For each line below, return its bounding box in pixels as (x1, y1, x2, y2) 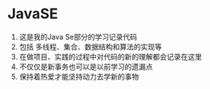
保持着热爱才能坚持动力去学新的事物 (18, 72, 139, 81)
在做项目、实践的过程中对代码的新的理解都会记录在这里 (18, 52, 202, 61)
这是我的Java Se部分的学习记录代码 (18, 32, 138, 41)
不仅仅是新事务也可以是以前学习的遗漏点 (18, 61, 153, 72)
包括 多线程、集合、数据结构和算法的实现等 (18, 41, 162, 52)
